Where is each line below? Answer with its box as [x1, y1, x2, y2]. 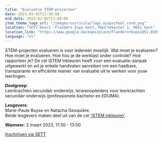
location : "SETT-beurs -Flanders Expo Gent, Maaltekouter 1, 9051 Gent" [5, 25, 155, 30]
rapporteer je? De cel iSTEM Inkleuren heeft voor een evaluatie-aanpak [5, 58, 147, 63]
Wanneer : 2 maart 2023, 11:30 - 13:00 [5, 122, 81, 127]
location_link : [5, 30, 36, 34]
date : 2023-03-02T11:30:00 [5, 12, 60, 16]
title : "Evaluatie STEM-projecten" [5, 7, 77, 12]
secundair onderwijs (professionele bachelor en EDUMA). [5, 93, 120, 98]
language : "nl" [5, 34, 36, 39]
